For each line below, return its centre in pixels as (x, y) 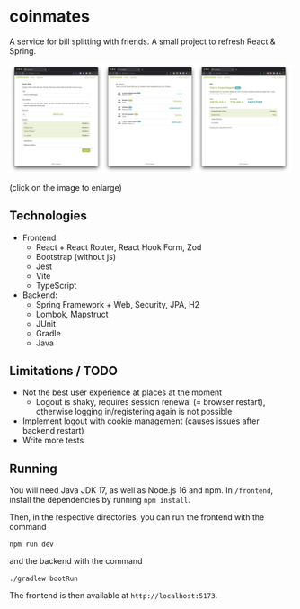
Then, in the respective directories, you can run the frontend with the (137, 517)
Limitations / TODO (64, 371)
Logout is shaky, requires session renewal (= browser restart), (150, 402)
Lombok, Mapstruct (72, 314)
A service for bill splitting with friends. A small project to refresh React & (142, 41)
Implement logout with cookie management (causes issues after (141, 421)
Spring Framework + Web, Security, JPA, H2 (118, 304)
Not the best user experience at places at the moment (122, 392)
